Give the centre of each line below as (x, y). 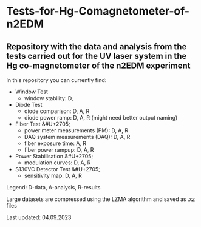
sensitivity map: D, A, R (53, 175)
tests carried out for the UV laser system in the (97, 56)
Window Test (32, 92)
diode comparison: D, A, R (57, 111)
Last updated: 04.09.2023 (39, 217)
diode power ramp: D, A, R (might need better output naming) (101, 117)
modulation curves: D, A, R (57, 163)
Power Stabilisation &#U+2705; (54, 156)
